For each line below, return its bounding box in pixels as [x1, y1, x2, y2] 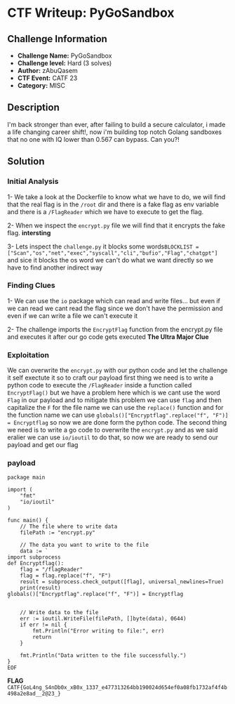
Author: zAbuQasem [17, 67, 79, 74]
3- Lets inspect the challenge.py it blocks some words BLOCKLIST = [7, 242, 199, 251]
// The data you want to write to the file [20, 542, 149, 549]
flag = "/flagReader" [20, 566, 83, 573]
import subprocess [7, 554, 61, 561]
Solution [7, 156, 45, 168]
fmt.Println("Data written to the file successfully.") [20, 652, 187, 659]
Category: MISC [17, 81, 65, 89]
